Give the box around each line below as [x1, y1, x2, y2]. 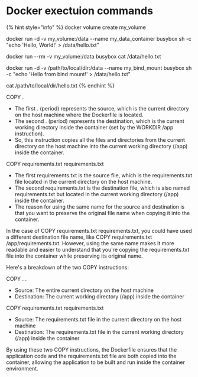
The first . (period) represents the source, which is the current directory [14, 105, 189, 112]
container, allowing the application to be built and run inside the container [6, 359, 185, 366]
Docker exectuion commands [6, 4, 154, 18]
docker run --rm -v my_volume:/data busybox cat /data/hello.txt [6, 53, 161, 60]
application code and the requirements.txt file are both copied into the [6, 352, 177, 359]
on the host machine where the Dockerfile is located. [14, 111, 144, 118]
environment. [6, 365, 38, 372]
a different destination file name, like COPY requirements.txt [6, 233, 152, 240]
